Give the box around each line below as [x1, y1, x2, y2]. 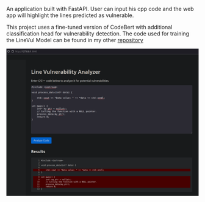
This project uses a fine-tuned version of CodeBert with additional [6, 24, 173, 31]
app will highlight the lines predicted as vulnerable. [6, 12, 134, 19]
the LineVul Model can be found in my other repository [6, 37, 143, 43]
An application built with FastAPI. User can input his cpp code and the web [6, 5, 194, 12]
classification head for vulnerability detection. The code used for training [6, 30, 190, 37]
